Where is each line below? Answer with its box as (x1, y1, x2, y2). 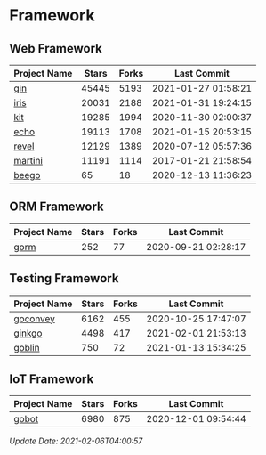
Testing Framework (9, 271, 119, 286)
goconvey (13, 313, 56, 325)
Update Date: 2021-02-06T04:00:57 (9, 435, 143, 446)
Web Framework (9, 41, 102, 56)
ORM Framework (9, 199, 104, 215)
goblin (13, 341, 40, 353)
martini (13, 155, 43, 167)
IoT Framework (9, 371, 94, 387)
